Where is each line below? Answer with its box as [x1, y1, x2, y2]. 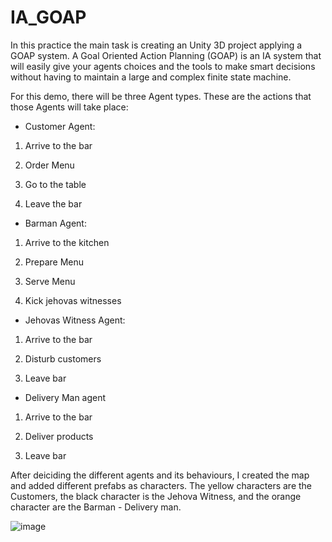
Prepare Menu [24, 256, 85, 268]
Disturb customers [24, 352, 102, 365]
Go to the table [24, 178, 87, 190]
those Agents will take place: [10, 101, 129, 113]
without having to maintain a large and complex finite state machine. [10, 71, 292, 83]
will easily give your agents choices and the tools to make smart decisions [10, 60, 316, 72]
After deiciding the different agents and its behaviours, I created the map [10, 469, 310, 481]
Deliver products [24, 430, 94, 442]
